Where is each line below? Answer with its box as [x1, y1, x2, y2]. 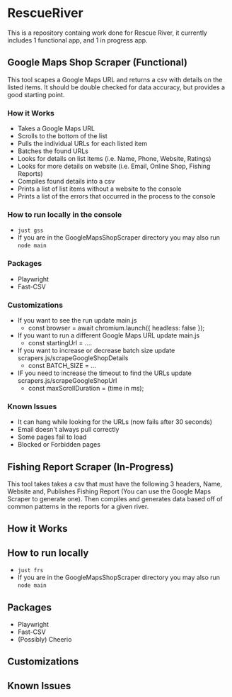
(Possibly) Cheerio [17, 635, 72, 644]
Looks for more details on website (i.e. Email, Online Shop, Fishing [17, 162, 211, 171]
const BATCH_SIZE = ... [28, 361, 97, 369]
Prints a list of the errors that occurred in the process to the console [17, 192, 216, 201]
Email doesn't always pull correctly [17, 425, 120, 434]
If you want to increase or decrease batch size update [17, 346, 175, 355]
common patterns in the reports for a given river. [7, 502, 149, 511]
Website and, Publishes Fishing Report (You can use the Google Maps [7, 487, 211, 496]
